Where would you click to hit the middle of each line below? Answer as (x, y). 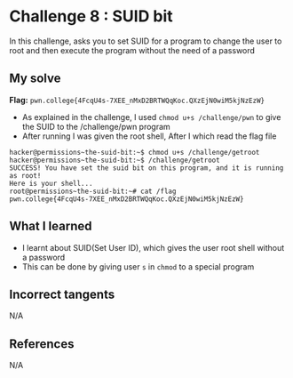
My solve (35, 79)
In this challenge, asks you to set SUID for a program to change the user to (146, 41)
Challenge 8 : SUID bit (91, 16)
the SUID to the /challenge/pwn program (96, 126)
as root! (25, 175)
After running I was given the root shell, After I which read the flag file (149, 136)
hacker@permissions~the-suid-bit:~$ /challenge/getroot (115, 160)
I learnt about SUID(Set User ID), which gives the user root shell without (153, 247)
